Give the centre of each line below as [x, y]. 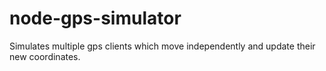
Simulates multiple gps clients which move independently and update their [162, 46]
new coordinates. [45, 56]
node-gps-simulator [95, 18]
